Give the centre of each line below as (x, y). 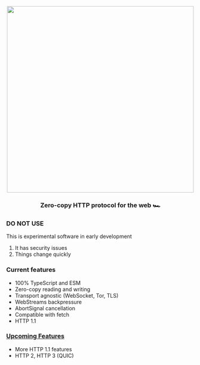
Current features (31, 270)
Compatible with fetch (42, 314)
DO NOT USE (25, 223)
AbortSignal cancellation (45, 308)
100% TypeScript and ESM (48, 283)
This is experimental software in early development (69, 236)
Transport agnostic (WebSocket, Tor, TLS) (67, 295)
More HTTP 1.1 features (43, 349)
